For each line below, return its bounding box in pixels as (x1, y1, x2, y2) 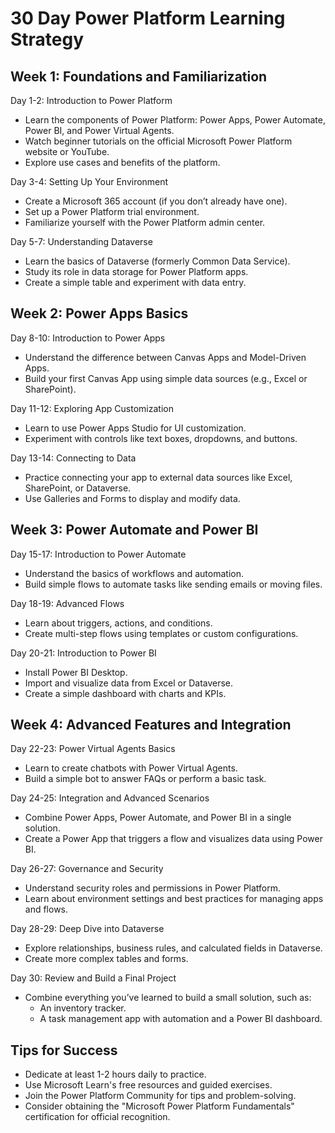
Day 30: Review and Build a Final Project (10, 972, 177, 984)
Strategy (10, 28, 85, 51)
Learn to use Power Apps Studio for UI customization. (24, 422, 247, 434)
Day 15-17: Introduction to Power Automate (10, 548, 187, 560)
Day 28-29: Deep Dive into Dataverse (10, 923, 165, 935)
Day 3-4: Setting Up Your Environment (10, 176, 169, 187)
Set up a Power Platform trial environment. (24, 206, 200, 217)
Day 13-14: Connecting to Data (10, 452, 137, 464)
